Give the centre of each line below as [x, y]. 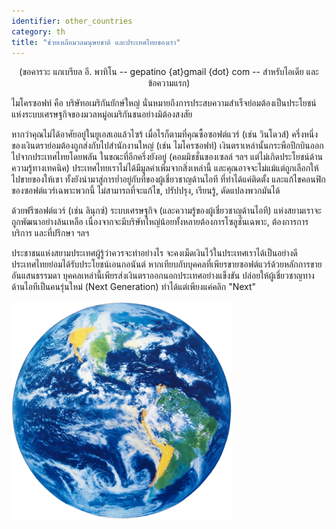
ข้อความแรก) [169, 83]
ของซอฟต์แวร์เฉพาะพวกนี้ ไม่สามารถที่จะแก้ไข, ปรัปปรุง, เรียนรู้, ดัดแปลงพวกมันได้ [146, 191]
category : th [38, 31]
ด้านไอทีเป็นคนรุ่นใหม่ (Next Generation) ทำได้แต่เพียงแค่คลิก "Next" [134, 287]
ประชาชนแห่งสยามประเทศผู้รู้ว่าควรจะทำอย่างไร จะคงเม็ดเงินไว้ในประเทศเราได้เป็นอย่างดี [154, 253]
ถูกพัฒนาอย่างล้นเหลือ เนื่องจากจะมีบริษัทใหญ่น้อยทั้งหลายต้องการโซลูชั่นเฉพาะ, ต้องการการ [160, 222]
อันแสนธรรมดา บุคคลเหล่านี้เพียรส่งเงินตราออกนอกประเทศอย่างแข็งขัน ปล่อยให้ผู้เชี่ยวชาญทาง [163, 276]
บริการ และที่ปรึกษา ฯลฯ [50, 233]
